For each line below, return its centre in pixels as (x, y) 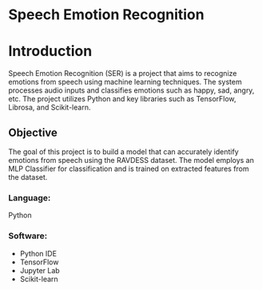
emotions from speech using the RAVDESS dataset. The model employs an (131, 160)
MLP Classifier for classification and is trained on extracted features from (129, 169)
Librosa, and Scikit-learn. (50, 107)
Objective (33, 132)
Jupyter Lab (40, 270)
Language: (30, 197)
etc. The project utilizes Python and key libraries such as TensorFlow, (123, 99)
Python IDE (38, 253)
